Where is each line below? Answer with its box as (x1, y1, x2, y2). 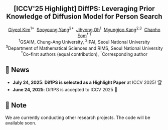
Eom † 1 (77, 32, 91, 39)
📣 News (5, 66, 30, 74)
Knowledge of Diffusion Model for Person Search (6, 13, 162, 21)
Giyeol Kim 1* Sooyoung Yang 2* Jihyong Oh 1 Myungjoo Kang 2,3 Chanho (8, 26, 160, 33)
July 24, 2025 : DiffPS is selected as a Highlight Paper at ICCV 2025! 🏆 (12, 79, 162, 85)
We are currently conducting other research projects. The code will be (5, 114, 150, 120)
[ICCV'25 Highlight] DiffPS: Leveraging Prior (14, 5, 155, 13)
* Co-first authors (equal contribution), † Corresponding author (21, 50, 148, 57)
